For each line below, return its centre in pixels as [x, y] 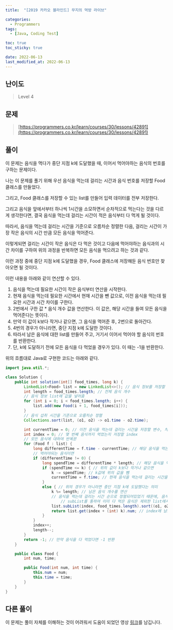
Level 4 [26, 97]
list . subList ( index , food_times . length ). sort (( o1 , [107, 506]
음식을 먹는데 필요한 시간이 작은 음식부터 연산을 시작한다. [70, 289]
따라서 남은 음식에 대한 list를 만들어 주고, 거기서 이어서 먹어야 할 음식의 [84, 335]
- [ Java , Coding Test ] [34, 34]
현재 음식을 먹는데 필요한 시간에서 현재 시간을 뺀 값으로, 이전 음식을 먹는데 [87, 296]
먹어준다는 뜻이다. [31, 315]
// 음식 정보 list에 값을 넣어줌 [54, 396]
